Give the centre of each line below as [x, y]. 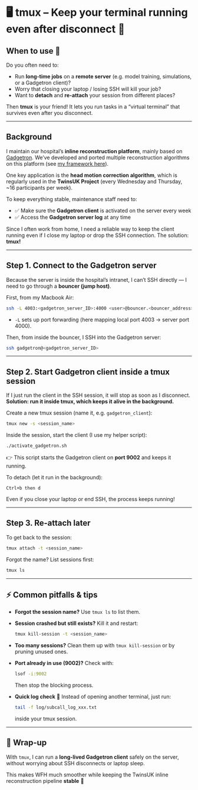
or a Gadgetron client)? [43, 83]
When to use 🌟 [33, 51]
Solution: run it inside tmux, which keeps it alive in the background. [90, 401]
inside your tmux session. [46, 719]
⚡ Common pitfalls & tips [52, 595]
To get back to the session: [39, 537]
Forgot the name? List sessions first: [50, 559]
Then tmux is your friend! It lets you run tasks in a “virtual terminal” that [93, 107]
